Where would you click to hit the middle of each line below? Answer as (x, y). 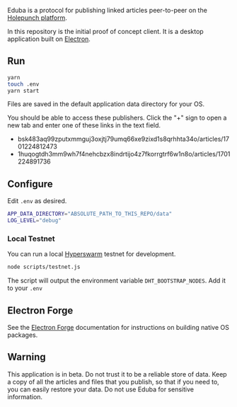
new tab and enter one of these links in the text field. (84, 125)
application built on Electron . (49, 39)
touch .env (23, 84)
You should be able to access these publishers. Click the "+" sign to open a (117, 118)
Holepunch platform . (37, 18)
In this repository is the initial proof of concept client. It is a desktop (105, 31)
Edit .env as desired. (37, 201)
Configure (30, 184)
